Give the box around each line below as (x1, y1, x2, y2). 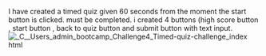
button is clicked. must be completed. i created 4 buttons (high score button (8, 15, 259, 24)
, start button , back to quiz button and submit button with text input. (8, 24, 233, 32)
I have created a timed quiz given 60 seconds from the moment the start (8, 7, 247, 16)
